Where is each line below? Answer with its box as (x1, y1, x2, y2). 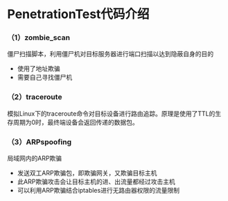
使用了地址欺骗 (17, 64, 60, 73)
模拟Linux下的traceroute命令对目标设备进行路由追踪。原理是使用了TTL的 (7, 109, 216, 118)
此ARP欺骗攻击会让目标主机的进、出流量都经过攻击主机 (17, 177, 175, 186)
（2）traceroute (7, 92, 62, 102)
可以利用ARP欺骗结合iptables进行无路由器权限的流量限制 (17, 186, 180, 195)
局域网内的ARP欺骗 (7, 154, 62, 163)
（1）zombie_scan (7, 33, 71, 42)
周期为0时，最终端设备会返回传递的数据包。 (12, 118, 139, 126)
